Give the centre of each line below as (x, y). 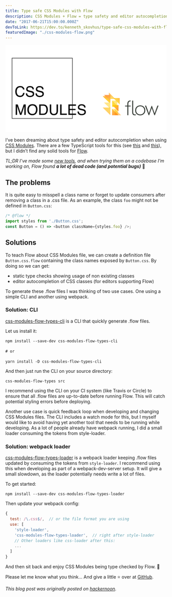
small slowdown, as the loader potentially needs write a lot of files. (76, 474)
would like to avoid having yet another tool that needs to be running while (83, 422)
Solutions (21, 243)
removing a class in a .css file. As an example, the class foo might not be (82, 201)
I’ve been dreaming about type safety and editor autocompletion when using (86, 140)
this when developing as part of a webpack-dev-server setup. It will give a (84, 469)
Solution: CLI (22, 310)
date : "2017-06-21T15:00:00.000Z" (42, 22)
